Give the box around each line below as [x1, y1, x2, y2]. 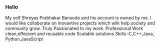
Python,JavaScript [5, 36, 43, 42]
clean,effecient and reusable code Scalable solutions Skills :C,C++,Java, [5, 31, 154, 37]
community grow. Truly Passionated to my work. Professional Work [5, 25, 143, 31]
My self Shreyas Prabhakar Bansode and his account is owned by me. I [5, 15, 151, 21]
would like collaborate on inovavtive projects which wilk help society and [5, 20, 155, 26]
